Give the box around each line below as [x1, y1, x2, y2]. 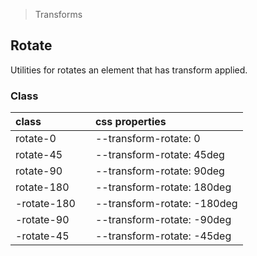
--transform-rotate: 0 [94, 132, 201, 146]
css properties [94, 115, 167, 129]
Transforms [34, 9, 83, 20]
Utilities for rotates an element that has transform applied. [10, 64, 248, 76]
